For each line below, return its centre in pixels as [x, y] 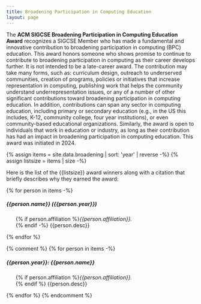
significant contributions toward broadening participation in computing [94, 98]
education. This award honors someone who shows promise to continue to [98, 53]
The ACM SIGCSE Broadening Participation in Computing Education [92, 34]
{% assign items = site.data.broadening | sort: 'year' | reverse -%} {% [92, 154]
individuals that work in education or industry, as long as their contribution [98, 130]
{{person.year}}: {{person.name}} [50, 263]
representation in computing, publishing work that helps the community [94, 85]
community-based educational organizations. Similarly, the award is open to [100, 124]
